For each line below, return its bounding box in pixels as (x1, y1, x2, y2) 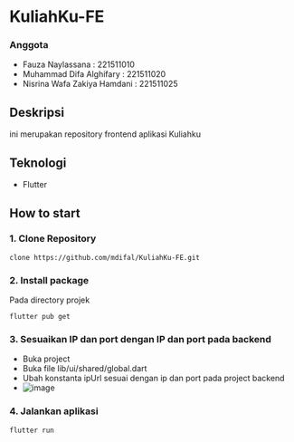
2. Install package (9, 274, 90, 286)
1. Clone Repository (9, 233, 97, 245)
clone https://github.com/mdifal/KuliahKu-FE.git (9, 253, 201, 262)
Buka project (22, 353, 71, 364)
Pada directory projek (9, 294, 90, 305)
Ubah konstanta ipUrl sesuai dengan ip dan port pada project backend (22, 373, 285, 384)
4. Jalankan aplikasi (9, 405, 99, 418)
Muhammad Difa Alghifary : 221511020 (22, 69, 166, 80)
